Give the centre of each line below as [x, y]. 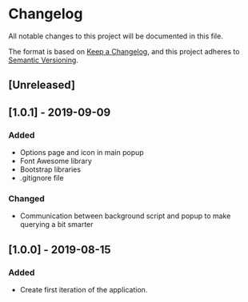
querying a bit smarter [56, 225]
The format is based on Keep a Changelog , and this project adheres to [124, 51]
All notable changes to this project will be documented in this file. [116, 36]
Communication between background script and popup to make [125, 216]
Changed [27, 198]
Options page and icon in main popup [82, 153]
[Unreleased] [42, 85]
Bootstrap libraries [50, 169]
